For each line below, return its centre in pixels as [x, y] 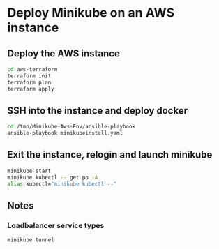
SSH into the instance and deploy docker [98, 111]
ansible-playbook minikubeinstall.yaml [65, 133]
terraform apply [31, 89]
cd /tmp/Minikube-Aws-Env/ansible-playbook [71, 127]
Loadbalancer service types [56, 225]
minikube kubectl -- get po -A [53, 177]
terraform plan [29, 82]
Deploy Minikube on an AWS [91, 13]
